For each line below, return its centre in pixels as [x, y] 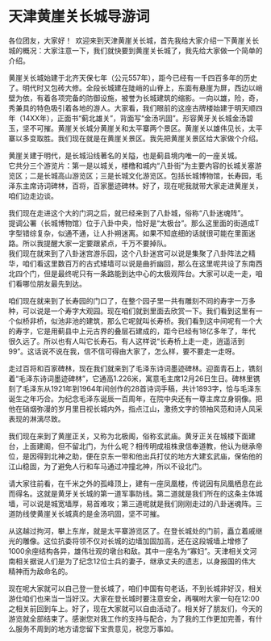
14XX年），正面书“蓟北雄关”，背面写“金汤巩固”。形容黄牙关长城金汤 [134, 118]
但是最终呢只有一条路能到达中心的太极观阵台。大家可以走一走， [149, 273]
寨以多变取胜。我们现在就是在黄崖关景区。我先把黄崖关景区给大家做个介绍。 [135, 138]
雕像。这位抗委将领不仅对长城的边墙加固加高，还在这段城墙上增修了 [135, 541]
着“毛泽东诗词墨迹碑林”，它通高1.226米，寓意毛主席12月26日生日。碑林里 [131, 378]
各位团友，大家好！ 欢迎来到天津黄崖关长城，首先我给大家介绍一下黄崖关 [130, 40]
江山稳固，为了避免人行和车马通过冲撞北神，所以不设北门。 [107, 466]
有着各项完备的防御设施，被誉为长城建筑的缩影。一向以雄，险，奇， [149, 98]
